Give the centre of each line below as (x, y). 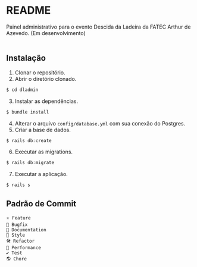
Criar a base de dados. (43, 130)
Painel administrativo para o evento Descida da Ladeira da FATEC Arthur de (98, 27)
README (29, 10)
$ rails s (18, 185)
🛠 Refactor (21, 241)
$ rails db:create (29, 140)
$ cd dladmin (22, 90)
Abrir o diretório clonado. (46, 78)
